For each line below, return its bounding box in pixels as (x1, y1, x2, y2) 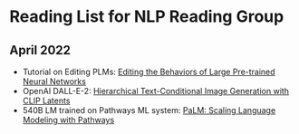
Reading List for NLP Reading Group (9, 6, 285, 27)
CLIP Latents (22, 95, 71, 106)
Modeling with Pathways (22, 115, 115, 125)
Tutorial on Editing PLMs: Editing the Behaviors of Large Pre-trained (22, 66, 275, 77)
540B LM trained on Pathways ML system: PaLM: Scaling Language (22, 105, 276, 115)
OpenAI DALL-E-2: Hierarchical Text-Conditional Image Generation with (22, 86, 290, 96)
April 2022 (9, 43, 71, 58)
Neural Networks (22, 76, 86, 87)
